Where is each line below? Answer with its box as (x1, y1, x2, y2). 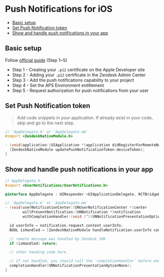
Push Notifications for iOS (5, 3, 113, 15)
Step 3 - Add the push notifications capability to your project (12, 77, 134, 83)
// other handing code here (9, 250, 67, 255)
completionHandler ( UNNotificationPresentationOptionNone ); (9, 263, 132, 268)
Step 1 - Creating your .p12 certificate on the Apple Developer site (12, 67, 145, 72)
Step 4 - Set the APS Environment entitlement (12, 82, 104, 88)
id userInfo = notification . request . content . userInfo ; (9, 223, 123, 228)
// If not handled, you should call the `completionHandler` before (9, 258, 152, 264)
